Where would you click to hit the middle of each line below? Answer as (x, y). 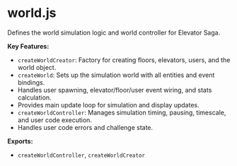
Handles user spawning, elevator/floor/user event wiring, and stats (115, 90)
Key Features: (28, 46)
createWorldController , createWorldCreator (81, 155)
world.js (32, 13)
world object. (37, 67)
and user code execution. (54, 120)
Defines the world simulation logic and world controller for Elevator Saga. (114, 32)
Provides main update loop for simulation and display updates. (108, 105)
